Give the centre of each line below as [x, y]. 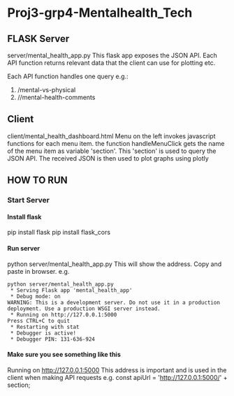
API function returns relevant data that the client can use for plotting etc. [111, 63]
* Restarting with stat [45, 327]
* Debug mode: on [35, 296]
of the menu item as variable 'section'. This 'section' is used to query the [112, 151]
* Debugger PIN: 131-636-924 [53, 339]
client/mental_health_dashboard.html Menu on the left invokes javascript [111, 136]
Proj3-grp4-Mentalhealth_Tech [100, 13]
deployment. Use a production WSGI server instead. [84, 309]
